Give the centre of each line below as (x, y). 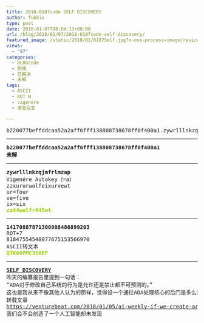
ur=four (18, 192)
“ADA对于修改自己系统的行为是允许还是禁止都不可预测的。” (80, 285)
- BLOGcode (25, 63)
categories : (21, 57)
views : (15, 46)
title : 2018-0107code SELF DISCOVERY (54, 12)
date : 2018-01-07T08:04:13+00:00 (49, 29)
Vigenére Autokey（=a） (40, 179)
